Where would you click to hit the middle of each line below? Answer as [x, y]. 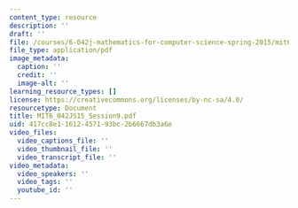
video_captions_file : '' [63, 141]
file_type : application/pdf [61, 50]
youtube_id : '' [45, 190]
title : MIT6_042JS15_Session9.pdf [73, 116]
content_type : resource [53, 17]
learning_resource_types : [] [63, 91]
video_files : [33, 133]
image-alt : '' [43, 83]
